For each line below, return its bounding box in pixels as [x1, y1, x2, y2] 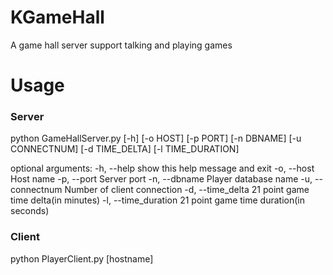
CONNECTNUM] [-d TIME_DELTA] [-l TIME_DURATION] [10, 143, 240, 155]
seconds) [10, 205, 50, 217]
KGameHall [10, 6, 105, 29]
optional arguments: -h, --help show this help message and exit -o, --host [10, 162, 315, 175]
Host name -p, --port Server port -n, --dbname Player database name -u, [10, 173, 313, 185]
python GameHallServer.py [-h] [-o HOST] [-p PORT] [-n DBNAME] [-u [10, 132, 302, 145]
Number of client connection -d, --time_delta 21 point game [64, 184, 310, 196]
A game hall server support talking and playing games [10, 39, 233, 51]
